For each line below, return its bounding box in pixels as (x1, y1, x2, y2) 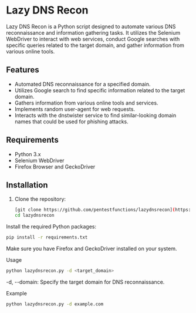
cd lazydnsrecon (14, 213, 55, 218)
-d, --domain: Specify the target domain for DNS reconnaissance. (6, 278, 165, 285)
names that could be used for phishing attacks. (14, 118, 129, 125)
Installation (6, 180, 48, 190)
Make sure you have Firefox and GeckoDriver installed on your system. (6, 245, 177, 252)
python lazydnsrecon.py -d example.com (6, 301, 104, 307)
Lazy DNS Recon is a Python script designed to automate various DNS (6, 23, 176, 30)
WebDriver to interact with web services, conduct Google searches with (6, 35, 180, 42)
